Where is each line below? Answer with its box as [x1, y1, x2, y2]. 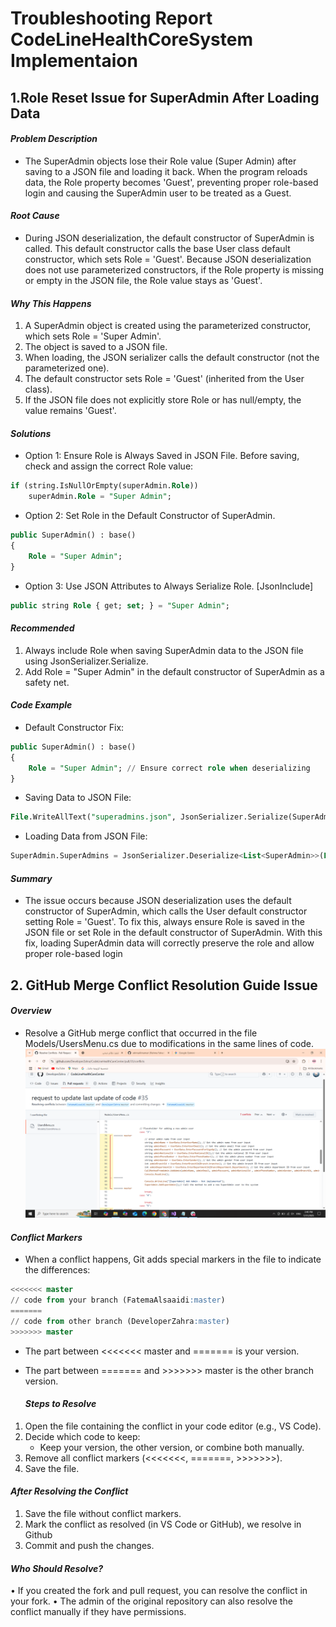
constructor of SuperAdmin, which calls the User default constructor [24, 905, 308, 917]
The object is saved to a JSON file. [24, 341, 168, 353]
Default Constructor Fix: [24, 721, 125, 733]
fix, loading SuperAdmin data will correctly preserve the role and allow [24, 937, 315, 949]
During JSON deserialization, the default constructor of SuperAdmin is [24, 232, 315, 244]
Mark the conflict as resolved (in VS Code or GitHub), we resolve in [24, 1518, 302, 1531]
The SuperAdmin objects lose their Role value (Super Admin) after [24, 155, 297, 167]
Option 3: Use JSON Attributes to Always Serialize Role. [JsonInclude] [24, 580, 314, 592]
